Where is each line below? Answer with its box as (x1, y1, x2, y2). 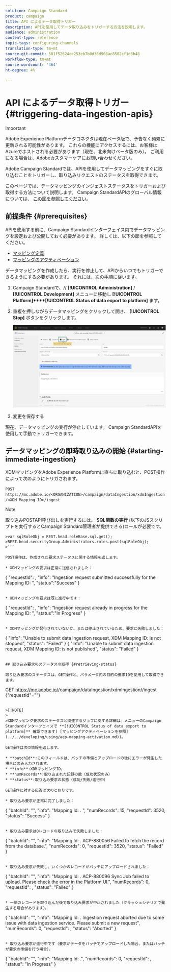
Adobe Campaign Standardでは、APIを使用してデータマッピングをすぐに (5, 166, 159, 172)
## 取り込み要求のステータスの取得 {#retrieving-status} (5, 662, 117, 667)
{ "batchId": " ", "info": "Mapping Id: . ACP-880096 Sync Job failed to (5, 873, 150, 880)
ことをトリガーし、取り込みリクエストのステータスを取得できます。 (18, 172, 161, 178)
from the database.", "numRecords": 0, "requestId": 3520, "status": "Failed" (5, 843, 164, 849)
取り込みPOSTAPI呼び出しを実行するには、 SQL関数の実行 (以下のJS (5, 517, 150, 523)
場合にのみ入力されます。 (5, 761, 51, 766)
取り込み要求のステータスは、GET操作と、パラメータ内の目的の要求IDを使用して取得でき (5, 672, 164, 677)
